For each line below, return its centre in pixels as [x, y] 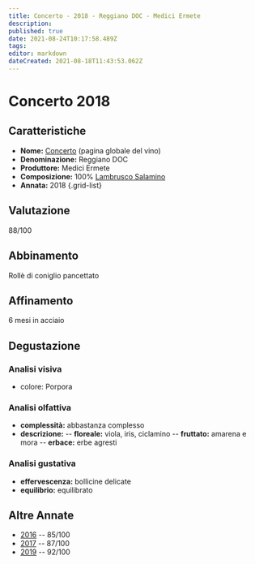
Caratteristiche [47, 131]
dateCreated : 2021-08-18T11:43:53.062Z [76, 62]
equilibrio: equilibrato [56, 490]
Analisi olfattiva [40, 407]
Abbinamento [44, 256]
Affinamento [41, 301]
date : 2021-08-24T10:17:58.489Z [63, 39]
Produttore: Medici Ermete [65, 168]
